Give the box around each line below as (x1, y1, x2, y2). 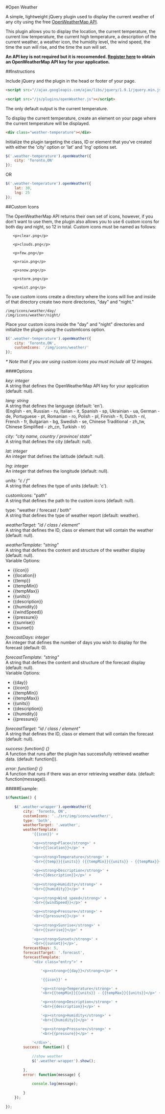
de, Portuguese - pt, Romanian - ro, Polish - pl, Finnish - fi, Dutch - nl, (5, 414, 146, 419)
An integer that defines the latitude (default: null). (5, 453, 105, 459)
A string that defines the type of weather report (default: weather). (5, 512, 140, 518)
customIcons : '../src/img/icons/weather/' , (23, 813, 113, 819)
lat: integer (5, 448, 27, 454)
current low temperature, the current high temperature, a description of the (5, 34, 157, 39)
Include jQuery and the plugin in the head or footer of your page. (5, 78, 136, 84)
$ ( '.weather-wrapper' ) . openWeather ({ (14, 804, 92, 809)
